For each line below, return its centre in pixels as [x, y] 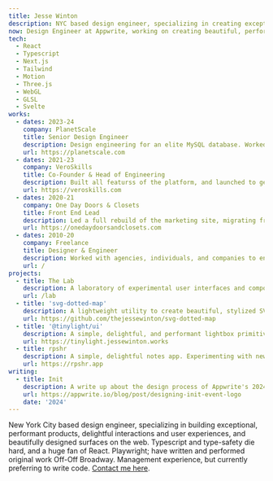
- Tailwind [34, 69]
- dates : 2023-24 [45, 122]
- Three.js [34, 84]
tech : [17, 39]
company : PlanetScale [59, 129]
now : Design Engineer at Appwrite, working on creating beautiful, [125, 31]
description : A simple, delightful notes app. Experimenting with [138, 356]
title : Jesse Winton [43, 16]
